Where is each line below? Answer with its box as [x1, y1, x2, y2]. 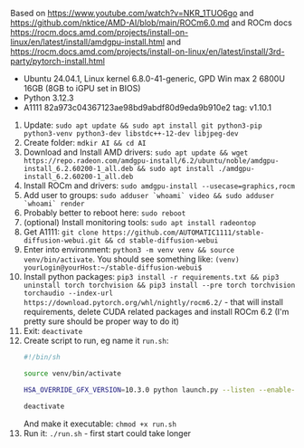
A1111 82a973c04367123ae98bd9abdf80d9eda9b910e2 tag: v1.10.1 [23, 102, 272, 112]
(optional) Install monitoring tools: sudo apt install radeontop [23, 217, 257, 227]
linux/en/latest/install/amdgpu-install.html [10, 36, 166, 47]
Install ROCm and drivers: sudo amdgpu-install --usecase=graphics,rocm [23, 180, 295, 191]
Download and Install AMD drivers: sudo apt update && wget [23, 147, 249, 157]
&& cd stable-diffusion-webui [104, 236, 219, 245]
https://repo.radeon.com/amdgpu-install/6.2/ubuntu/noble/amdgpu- [23, 157, 280, 166]
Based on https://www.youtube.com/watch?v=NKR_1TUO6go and [10, 8, 254, 18]
